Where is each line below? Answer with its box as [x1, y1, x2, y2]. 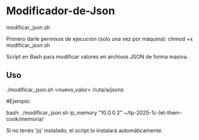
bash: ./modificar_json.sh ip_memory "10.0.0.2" [6, 109, 123, 116]
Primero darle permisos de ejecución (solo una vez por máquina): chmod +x [6, 35, 193, 42]
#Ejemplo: [6, 97, 31, 104]
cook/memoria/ [6, 115, 44, 122]
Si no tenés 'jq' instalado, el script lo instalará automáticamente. [6, 126, 163, 134]
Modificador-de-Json [6, 4, 115, 18]
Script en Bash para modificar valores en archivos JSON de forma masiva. [6, 53, 189, 60]
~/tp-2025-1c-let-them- [123, 109, 183, 116]
